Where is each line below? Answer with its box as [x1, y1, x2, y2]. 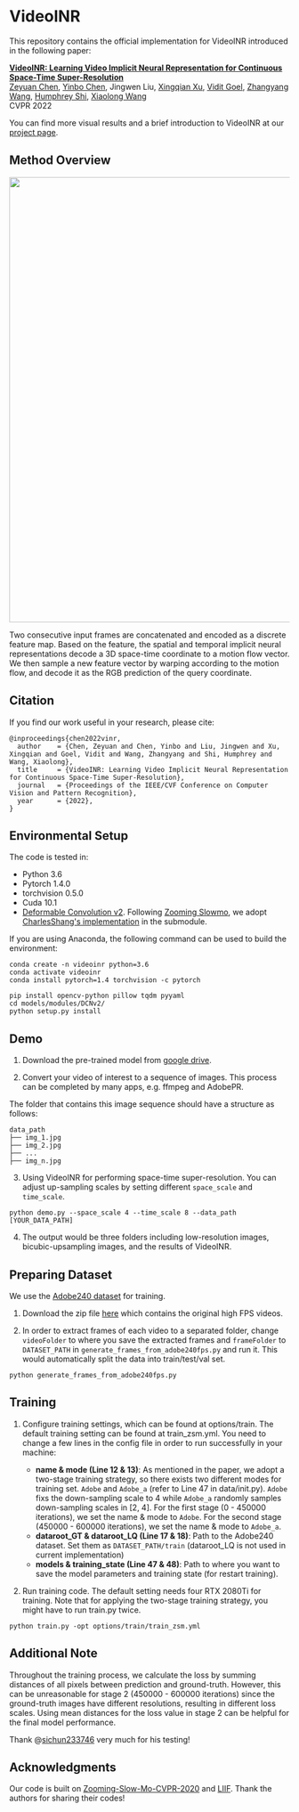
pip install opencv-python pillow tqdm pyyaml [9, 991, 185, 1001]
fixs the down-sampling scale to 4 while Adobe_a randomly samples [35, 1492, 282, 1503]
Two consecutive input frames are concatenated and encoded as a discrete [9, 630, 287, 640]
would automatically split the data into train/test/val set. [21, 1353, 226, 1364]
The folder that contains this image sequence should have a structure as [9, 1099, 275, 1109]
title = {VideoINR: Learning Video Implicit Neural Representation [17, 765, 289, 774]
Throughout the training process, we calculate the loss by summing [9, 1670, 256, 1680]
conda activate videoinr [9, 968, 101, 977]
